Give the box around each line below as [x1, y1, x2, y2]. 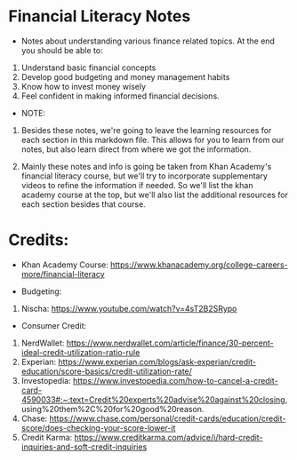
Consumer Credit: [20, 320, 86, 330]
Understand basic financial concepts [20, 62, 157, 73]
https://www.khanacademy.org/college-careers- [109, 259, 288, 270]
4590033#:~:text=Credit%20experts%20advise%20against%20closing [20, 393, 285, 405]
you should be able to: [20, 44, 103, 55]
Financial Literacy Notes [8, 6, 191, 27]
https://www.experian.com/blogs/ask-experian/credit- [58, 356, 257, 367]
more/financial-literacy [20, 268, 105, 279]
